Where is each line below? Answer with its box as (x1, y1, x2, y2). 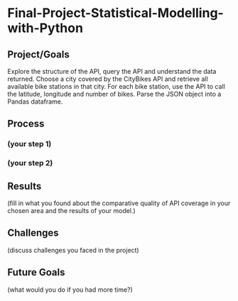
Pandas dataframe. (7, 97, 63, 106)
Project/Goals (7, 48, 70, 60)
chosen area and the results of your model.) (7, 207, 136, 215)
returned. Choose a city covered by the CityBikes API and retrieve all (7, 75, 208, 83)
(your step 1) (7, 139, 52, 149)
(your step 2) (7, 158, 53, 168)
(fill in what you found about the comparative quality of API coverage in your (7, 199, 231, 207)
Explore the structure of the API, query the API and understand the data (7, 67, 217, 75)
